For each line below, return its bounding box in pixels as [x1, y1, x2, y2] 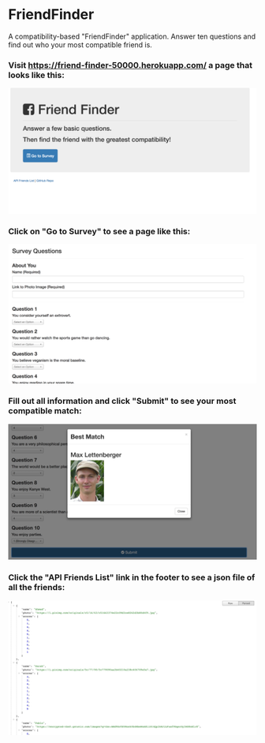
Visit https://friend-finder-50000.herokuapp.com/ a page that [8, 59, 252, 70]
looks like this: [8, 69, 65, 80]
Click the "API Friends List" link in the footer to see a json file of [8, 572, 256, 583]
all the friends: [8, 582, 65, 593]
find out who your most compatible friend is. [8, 39, 152, 49]
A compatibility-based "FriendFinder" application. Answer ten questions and [8, 32, 256, 41]
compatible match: [8, 405, 82, 416]
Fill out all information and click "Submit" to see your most [8, 396, 237, 407]
